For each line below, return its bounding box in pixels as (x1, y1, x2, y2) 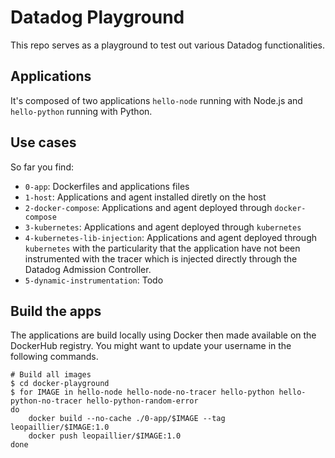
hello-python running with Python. (10, 105, 153, 117)
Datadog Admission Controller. (24, 263, 152, 275)
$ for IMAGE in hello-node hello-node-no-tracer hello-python (10, 387, 275, 398)
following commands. (10, 351, 99, 363)
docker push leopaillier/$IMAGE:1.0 (28, 431, 182, 441)
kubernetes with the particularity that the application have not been (24, 242, 301, 254)
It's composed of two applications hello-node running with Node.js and (10, 94, 303, 106)
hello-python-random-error (86, 396, 199, 406)
